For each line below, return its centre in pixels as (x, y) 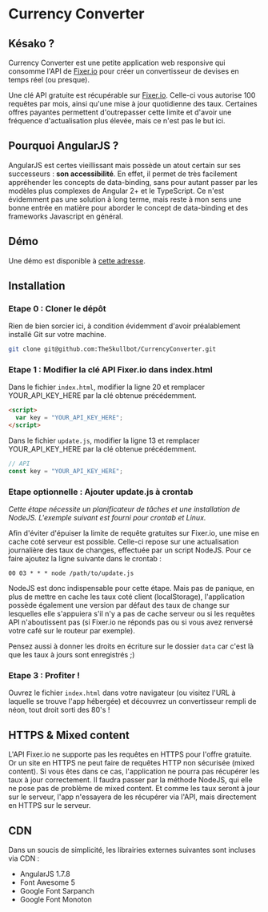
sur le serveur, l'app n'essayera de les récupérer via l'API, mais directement (132, 797)
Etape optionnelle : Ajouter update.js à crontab (101, 492)
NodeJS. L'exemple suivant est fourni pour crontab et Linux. (107, 518)
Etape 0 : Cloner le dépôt (57, 308)
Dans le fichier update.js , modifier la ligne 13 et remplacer (104, 440)
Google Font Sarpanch (57, 891)
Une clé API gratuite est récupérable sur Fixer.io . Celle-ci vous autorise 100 (132, 95)
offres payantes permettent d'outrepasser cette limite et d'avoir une (120, 112)
